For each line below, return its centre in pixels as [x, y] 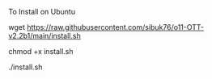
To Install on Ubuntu [42, 12]
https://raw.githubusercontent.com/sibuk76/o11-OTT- [116, 27]
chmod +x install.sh [41, 51]
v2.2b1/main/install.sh [45, 36]
